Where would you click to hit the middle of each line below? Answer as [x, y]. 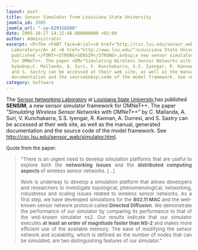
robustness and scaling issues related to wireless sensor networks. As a [106, 194]
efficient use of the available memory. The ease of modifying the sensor [106, 229]
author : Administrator [34, 39]
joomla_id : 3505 [26, 22]
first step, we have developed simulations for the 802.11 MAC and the [100, 200]
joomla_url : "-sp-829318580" [42, 28]
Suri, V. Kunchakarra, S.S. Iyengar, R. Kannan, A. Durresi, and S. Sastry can [97, 118]
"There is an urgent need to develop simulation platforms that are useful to [106, 159]
